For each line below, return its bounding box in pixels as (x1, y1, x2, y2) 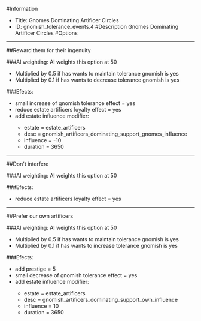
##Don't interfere (6, 160, 49, 167)
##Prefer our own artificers (6, 212, 74, 220)
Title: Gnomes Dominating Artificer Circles (14, 17, 119, 23)
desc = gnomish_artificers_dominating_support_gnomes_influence (23, 130, 187, 137)
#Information (6, 5, 38, 12)
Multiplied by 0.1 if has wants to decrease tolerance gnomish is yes (14, 76, 180, 83)
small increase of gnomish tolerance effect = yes (14, 100, 136, 107)
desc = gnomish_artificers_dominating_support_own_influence (23, 296, 178, 303)
